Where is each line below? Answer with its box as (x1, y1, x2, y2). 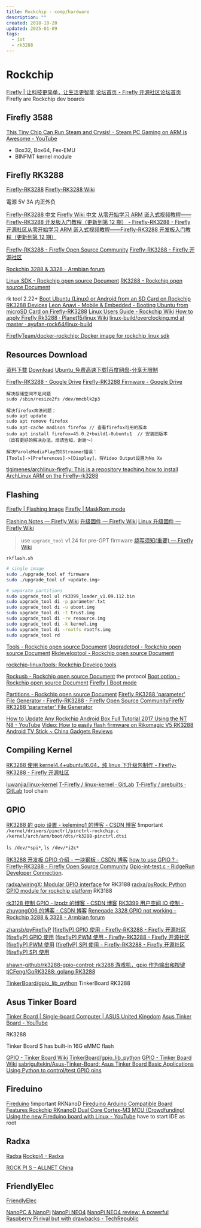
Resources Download (6, 350, 88, 360)
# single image (6, 566, 44, 572)
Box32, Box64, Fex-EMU (14, 146, 76, 153)
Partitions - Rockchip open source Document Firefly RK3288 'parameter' (6, 690, 185, 698)
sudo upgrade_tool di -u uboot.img (6, 604, 95, 611)
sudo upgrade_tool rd (6, 632, 60, 638)
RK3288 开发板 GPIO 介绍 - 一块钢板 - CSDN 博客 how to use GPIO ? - (6, 856, 179, 863)
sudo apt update (6, 413, 47, 419)
